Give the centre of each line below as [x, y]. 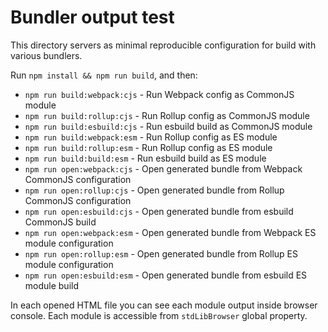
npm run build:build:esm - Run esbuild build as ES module [145, 158]
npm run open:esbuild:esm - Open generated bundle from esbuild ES [166, 275]
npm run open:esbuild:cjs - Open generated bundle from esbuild [159, 211]
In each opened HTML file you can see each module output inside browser [164, 305]
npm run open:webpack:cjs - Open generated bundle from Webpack [163, 168]
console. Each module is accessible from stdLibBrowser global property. [159, 315]
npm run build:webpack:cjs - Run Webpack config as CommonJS [159, 94]
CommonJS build [60, 222]
